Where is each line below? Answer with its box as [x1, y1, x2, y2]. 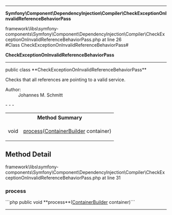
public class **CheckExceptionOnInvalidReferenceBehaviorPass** [5, 67, 147, 72]
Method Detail [5, 150, 52, 159]
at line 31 [102, 174, 121, 181]
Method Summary [37, 114, 82, 121]
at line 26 [102, 36, 122, 43]
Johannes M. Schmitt [18, 92, 63, 98]
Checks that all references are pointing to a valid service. [5, 76, 125, 83]
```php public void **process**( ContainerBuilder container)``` [5, 199, 135, 205]
